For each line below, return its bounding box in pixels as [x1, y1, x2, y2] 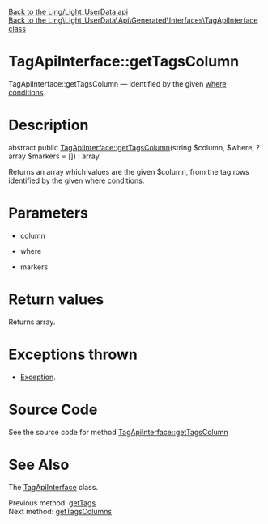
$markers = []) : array [28, 151, 100, 161]
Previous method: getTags [8, 497, 96, 508]
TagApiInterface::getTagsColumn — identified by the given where [8, 78, 227, 88]
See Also [8, 455, 70, 474]
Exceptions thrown [8, 345, 138, 363]
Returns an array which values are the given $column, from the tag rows [8, 167, 249, 176]
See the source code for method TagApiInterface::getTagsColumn [8, 427, 228, 437]
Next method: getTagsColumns [8, 506, 112, 516]
